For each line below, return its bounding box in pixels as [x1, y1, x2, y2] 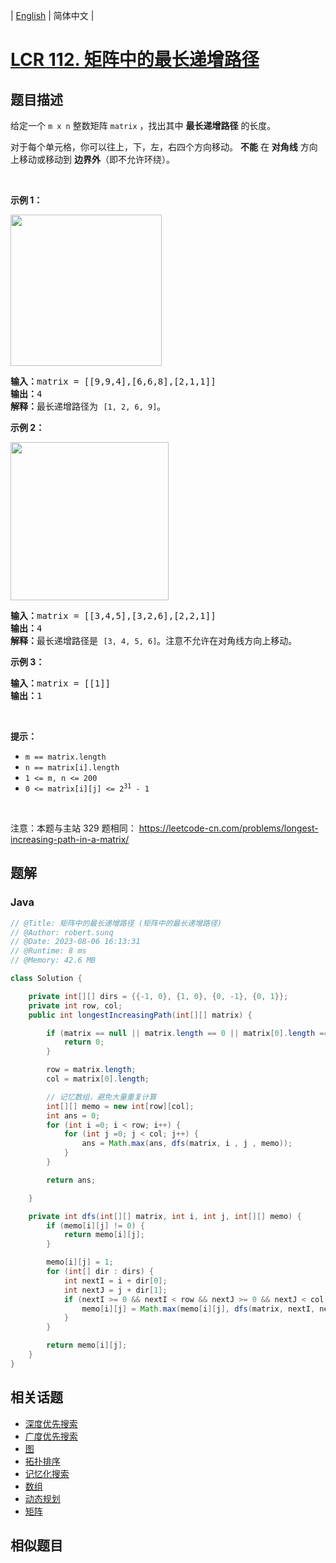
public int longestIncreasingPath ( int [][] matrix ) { [28, 1010, 253, 1020]
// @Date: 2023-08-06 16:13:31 [10, 937, 141, 947]
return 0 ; [63, 1037, 105, 1048]
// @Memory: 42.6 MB [10, 955, 97, 966]
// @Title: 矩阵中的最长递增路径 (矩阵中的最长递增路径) [10, 918, 223, 928]
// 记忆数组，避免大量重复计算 [46, 1092, 157, 1102]
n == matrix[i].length [24, 763, 120, 773]
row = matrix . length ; [46, 1065, 137, 1075]
